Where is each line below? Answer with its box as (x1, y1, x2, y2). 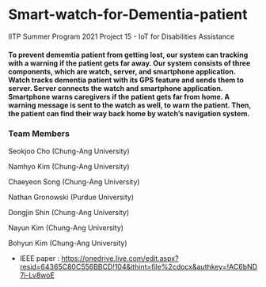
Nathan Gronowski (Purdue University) (8, 192, 135, 202)
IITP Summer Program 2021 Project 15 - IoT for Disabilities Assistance (8, 32, 235, 41)
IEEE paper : (19, 253, 60, 262)
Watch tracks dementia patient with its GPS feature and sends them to (8, 75, 244, 85)
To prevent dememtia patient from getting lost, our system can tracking (8, 50, 249, 59)
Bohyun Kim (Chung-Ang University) (8, 238, 128, 247)
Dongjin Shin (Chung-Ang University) (8, 207, 130, 217)
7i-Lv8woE (19, 270, 55, 280)
